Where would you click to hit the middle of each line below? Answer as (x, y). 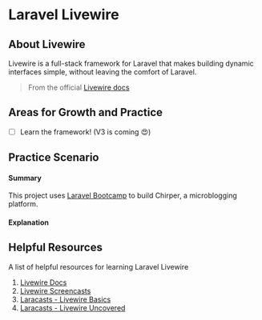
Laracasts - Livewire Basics (65, 299)
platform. (23, 204)
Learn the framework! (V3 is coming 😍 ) (85, 132)
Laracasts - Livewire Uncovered (73, 308)
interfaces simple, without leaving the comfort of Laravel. (103, 72)
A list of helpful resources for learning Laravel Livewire (99, 266)
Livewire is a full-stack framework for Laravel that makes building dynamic (131, 63)
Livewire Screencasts (55, 290)
